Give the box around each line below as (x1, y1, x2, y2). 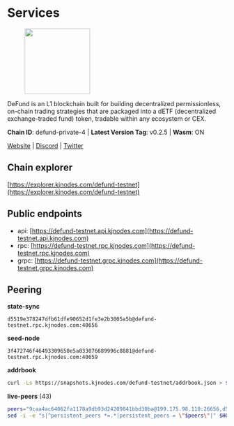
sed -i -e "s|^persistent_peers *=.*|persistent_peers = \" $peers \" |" (7, 412, 217, 420)
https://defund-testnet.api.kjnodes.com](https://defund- (31, 226, 194, 235)
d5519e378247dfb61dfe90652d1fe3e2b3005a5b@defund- (7, 316, 157, 323)
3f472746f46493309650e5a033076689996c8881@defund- (7, 348, 157, 355)
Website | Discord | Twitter (7, 141, 84, 149)
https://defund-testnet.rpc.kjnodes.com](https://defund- (32, 241, 196, 249)
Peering (7, 284, 42, 295)
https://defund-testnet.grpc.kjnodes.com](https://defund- (36, 256, 203, 265)
